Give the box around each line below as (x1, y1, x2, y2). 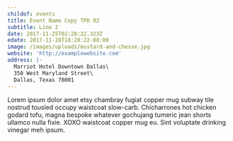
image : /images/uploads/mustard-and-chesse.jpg (7, 43, 151, 50)
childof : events (7, 10, 55, 18)
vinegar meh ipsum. (7, 125, 65, 135)
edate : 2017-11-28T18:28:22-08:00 (7, 37, 110, 44)
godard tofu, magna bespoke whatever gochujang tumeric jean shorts (7, 111, 212, 119)
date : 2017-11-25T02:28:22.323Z (7, 30, 103, 38)
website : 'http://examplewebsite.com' (7, 50, 122, 57)
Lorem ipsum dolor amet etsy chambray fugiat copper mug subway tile (7, 96, 215, 104)
